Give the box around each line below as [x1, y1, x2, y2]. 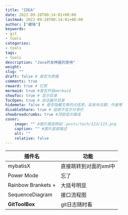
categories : [5, 41, 31, 46]
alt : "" [14, 131, 31, 136]
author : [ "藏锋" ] [5, 21, 41, 27]
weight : [5, 64, 22, 69]
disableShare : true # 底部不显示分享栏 [5, 107, 84, 112]
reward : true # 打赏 [5, 83, 47, 88]
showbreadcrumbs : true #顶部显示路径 [5, 112, 81, 117]
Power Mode [8, 172, 39, 179]
